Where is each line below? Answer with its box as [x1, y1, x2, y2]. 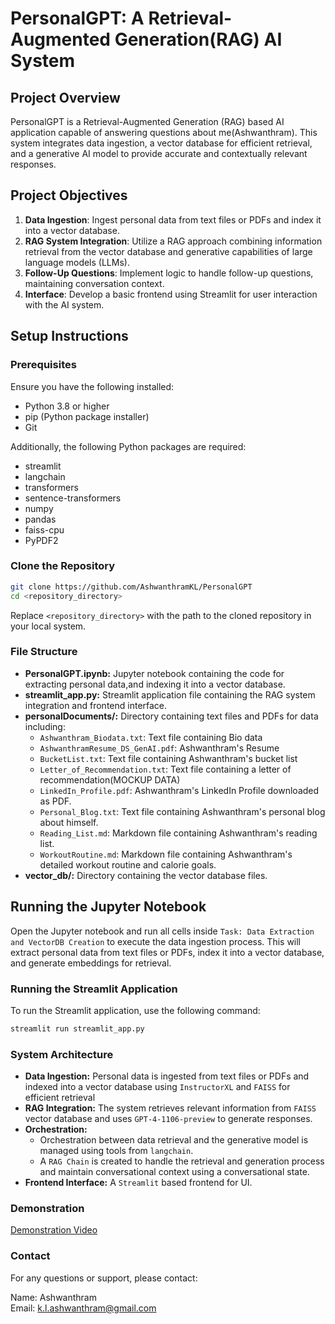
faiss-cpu [24, 523, 65, 536]
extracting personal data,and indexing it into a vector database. [24, 678, 286, 690]
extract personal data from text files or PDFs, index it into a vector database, [10, 946, 325, 958]
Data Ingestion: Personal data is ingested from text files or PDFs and [24, 1070, 310, 1082]
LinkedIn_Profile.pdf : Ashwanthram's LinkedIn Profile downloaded [39, 784, 320, 796]
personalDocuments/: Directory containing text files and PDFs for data [24, 710, 319, 722]
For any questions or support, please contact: [10, 1272, 198, 1284]
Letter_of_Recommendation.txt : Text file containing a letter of [39, 763, 292, 775]
